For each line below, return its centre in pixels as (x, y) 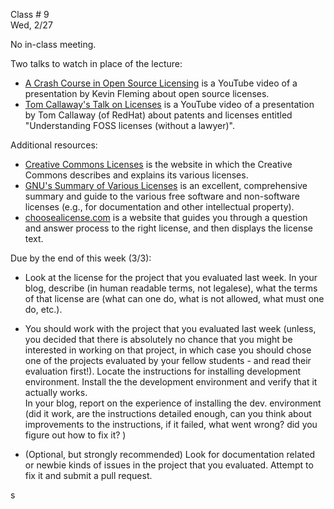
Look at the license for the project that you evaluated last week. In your (171, 277)
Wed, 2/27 (31, 25)
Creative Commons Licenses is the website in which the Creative (158, 164)
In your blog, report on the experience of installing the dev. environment (173, 403)
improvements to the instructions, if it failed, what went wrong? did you (171, 424)
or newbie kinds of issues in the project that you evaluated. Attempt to (169, 465)
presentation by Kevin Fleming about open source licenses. (147, 93)
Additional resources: (54, 145)
